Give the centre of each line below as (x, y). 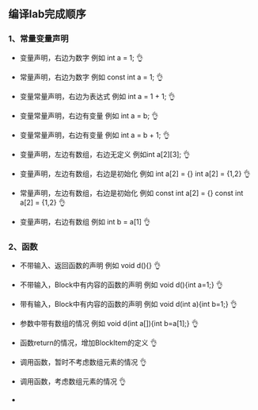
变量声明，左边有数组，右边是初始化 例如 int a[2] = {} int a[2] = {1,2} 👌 (135, 174)
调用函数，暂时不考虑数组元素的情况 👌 (83, 362)
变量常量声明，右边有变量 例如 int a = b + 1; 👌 (95, 135)
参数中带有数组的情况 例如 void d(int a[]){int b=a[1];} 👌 (109, 323)
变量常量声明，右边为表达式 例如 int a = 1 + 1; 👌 (97, 96)
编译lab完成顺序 (47, 14)
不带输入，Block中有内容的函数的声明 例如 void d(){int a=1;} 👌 (121, 285)
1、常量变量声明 (38, 39)
